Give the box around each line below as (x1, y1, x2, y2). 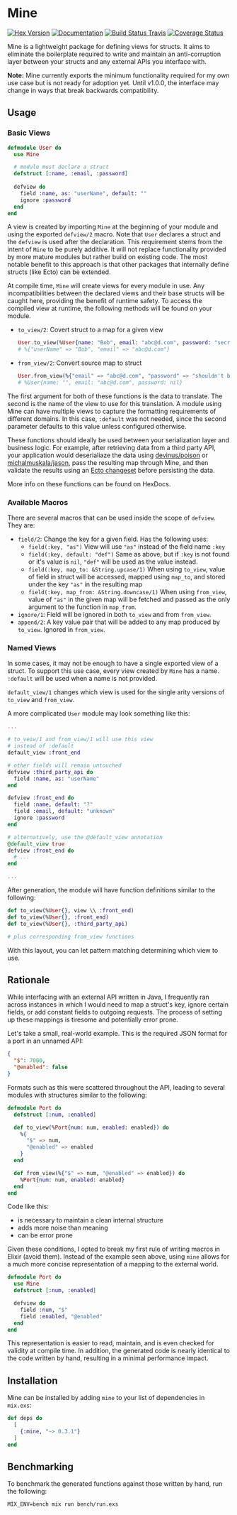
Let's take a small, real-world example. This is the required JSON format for (7, 1029, 228, 1038)
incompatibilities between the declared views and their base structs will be (7, 289, 225, 297)
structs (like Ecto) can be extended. (7, 268, 111, 276)
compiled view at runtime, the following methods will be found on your (7, 304, 212, 313)
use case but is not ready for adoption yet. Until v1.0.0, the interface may (7, 78, 219, 87)
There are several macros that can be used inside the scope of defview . (7, 513, 216, 523)
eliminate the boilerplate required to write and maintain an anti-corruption (7, 50, 221, 58)
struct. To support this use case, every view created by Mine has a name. (7, 667, 219, 675)
